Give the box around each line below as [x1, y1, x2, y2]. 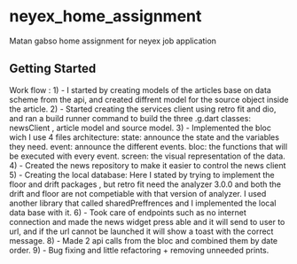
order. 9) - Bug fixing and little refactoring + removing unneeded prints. [9, 245, 270, 255]
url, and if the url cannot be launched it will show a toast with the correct [9, 226, 274, 237]
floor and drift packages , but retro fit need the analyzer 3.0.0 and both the [9, 179, 282, 190]
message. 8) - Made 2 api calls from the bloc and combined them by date [9, 235, 278, 245]
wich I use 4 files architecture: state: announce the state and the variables [9, 131, 279, 143]
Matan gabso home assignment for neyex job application [9, 35, 217, 46]
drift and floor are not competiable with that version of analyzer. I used [9, 188, 267, 198]
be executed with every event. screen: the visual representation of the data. [9, 151, 285, 161]
